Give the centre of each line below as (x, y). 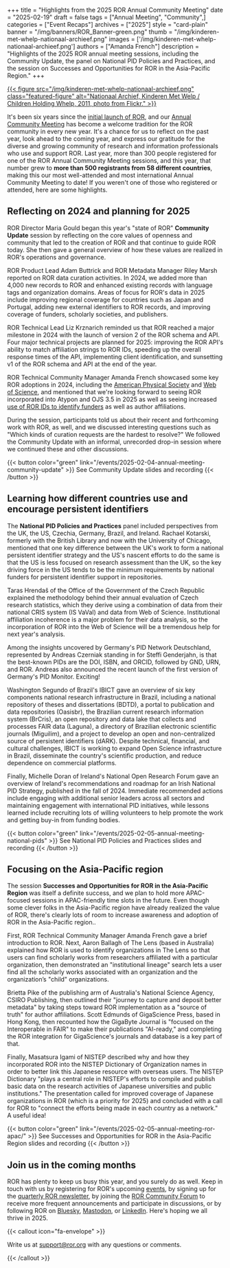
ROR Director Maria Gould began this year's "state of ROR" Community (108, 228)
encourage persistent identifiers (78, 509)
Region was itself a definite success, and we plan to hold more (96, 893)
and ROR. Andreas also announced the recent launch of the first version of (113, 669)
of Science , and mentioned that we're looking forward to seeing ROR (104, 392)
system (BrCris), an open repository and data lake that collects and (102, 719)
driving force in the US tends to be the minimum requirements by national (111, 569)
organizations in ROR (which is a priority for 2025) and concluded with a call (115, 1101)
